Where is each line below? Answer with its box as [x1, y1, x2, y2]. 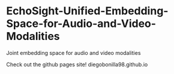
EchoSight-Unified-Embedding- [6, 4, 169, 18]
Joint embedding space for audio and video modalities [6, 49, 141, 56]
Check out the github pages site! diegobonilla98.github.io [6, 61, 148, 68]
